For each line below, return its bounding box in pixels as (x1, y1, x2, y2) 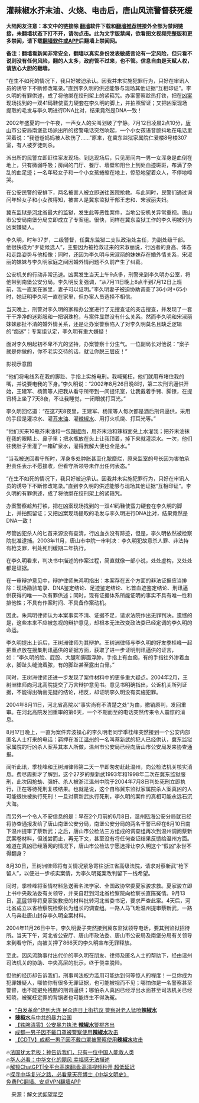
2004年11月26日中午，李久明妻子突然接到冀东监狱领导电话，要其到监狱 (6, 924, 180, 931)
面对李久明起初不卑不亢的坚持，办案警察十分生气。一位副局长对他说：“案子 (6, 340, 190, 347)
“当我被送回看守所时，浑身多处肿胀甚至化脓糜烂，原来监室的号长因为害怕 (6, 455, 185, 462)
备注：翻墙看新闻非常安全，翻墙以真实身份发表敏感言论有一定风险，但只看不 (6, 50, 193, 57)
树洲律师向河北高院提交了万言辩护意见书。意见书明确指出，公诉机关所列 (6, 681, 182, 688)
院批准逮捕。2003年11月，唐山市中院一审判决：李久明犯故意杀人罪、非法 (6, 537, 184, 544)
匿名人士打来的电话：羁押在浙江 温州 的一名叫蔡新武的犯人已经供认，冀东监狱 (6, 736, 193, 743)
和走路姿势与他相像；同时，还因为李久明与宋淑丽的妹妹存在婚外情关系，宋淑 (6, 251, 193, 258)
